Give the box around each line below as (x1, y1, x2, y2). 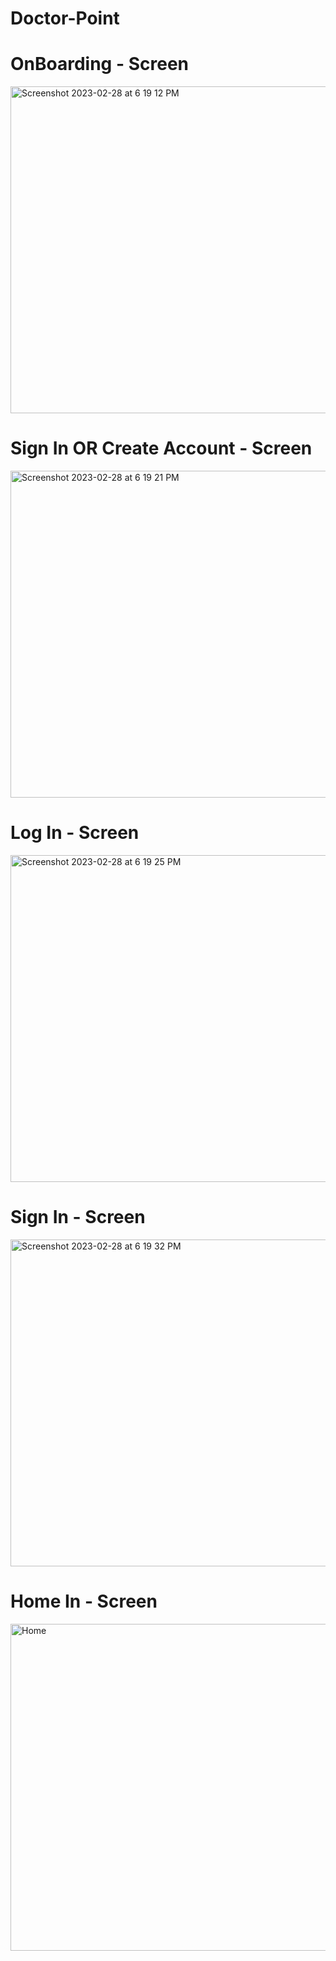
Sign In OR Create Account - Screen (10, 437, 313, 460)
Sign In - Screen (10, 1206, 146, 1229)
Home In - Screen (10, 1590, 158, 1613)
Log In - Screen (10, 822, 140, 844)
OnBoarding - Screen (10, 53, 189, 76)
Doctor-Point (10, 7, 120, 30)
